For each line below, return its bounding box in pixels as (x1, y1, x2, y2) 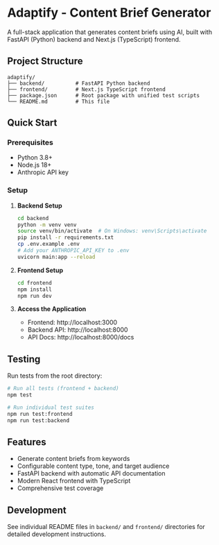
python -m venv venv (17, 221, 77, 228)
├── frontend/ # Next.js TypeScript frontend (7, 85, 166, 93)
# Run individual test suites (7, 404, 95, 411)
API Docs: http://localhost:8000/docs (27, 333, 134, 342)
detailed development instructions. (7, 530, 106, 539)
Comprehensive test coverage (17, 484, 104, 492)
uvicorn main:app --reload (17, 253, 96, 260)
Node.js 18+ (17, 161, 52, 169)
